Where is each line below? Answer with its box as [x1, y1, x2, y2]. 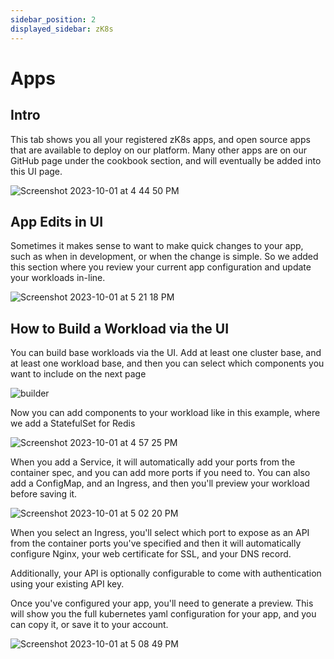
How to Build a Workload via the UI [10, 320, 230, 337]
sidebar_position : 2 [10, 14, 97, 25]
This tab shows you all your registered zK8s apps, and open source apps [10, 133, 311, 145]
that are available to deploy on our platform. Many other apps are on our [10, 144, 307, 156]
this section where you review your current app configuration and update [10, 261, 312, 273]
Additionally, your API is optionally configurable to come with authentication [10, 567, 322, 580]
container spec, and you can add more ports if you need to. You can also [10, 467, 311, 479]
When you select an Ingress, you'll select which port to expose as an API [10, 527, 310, 539]
